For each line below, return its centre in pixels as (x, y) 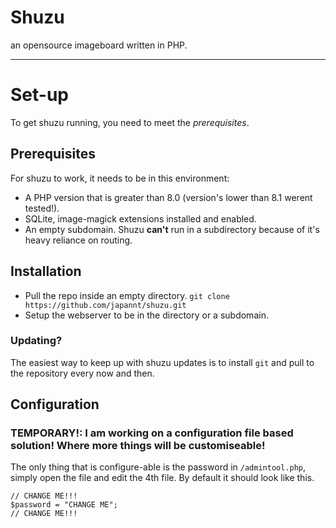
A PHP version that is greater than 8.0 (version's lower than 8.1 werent (168, 197)
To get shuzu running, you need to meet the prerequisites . (130, 122)
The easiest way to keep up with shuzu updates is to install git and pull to (162, 362)
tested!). (42, 208)
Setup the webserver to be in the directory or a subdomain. (146, 315)
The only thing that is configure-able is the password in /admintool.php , (158, 467)
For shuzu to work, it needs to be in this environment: (120, 178)
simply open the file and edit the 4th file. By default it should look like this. (162, 478)
